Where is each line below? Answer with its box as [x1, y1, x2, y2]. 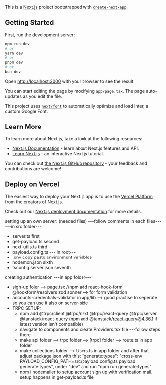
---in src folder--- [5, 223, 42, 229]
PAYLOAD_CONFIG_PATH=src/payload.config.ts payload [19, 358, 136, 364]
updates [5, 93, 22, 99]
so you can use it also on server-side [12, 300, 88, 306]
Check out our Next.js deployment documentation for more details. [5, 208, 142, 214]
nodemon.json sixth [12, 259, 53, 265]
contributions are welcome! [5, 165, 61, 171]
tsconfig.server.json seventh [12, 264, 71, 270]
